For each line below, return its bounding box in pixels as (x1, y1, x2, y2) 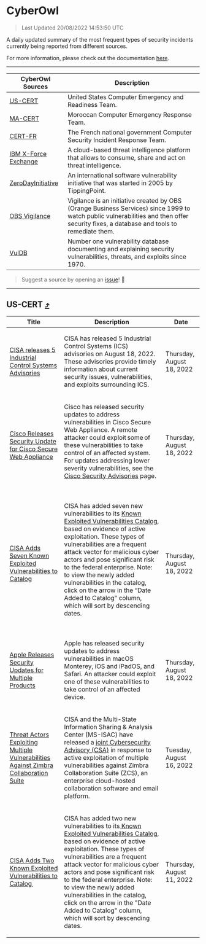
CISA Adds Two (9, 856, 55, 865)
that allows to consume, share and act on (67, 153, 186, 162)
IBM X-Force (9, 149, 47, 158)
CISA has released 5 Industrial (64, 334, 151, 343)
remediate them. (67, 227, 115, 235)
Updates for (9, 666, 44, 674)
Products (9, 681, 36, 690)
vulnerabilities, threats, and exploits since (67, 252, 187, 261)
